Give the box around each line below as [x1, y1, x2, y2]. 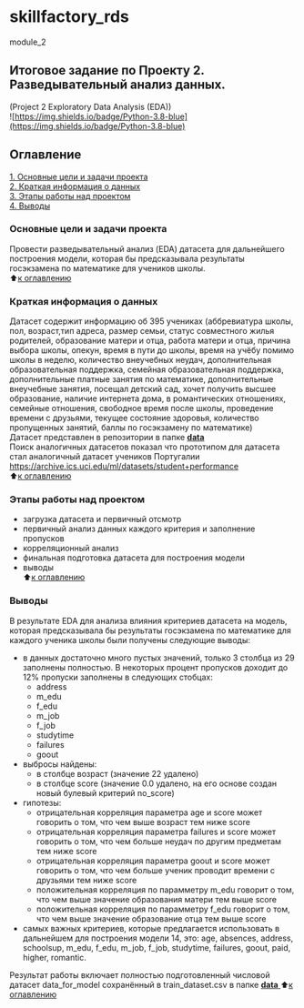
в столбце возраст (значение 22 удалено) [35, 768, 199, 779]
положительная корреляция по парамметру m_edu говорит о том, [35, 884, 295, 895]
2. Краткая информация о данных [9, 180, 141, 192]
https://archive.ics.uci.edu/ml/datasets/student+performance [9, 461, 239, 472]
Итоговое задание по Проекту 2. [9, 63, 205, 78]
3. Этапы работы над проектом [9, 190, 131, 201]
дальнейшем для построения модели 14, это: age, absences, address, [22, 932, 294, 943]
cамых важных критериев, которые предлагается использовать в [22, 922, 280, 933]
